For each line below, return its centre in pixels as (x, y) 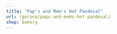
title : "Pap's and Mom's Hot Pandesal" (55, 11)
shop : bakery (22, 22)
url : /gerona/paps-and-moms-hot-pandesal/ (58, 17)
